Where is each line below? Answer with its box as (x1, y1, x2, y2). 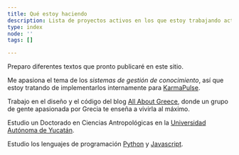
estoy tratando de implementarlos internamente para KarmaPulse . (7, 84, 201, 92)
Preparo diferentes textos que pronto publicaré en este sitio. (7, 62, 184, 71)
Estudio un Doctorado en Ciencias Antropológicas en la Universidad (7, 118, 206, 127)
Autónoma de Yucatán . (7, 126, 75, 134)
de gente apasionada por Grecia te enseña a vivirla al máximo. (7, 105, 190, 113)
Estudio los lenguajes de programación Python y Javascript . (7, 139, 184, 149)
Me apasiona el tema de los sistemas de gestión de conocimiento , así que (7, 76, 224, 85)
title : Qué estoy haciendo (7, 10, 87, 18)
